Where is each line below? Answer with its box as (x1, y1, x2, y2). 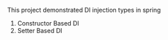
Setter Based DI (17, 27, 62, 34)
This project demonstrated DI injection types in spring (7, 6, 161, 14)
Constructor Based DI (17, 19, 80, 27)
